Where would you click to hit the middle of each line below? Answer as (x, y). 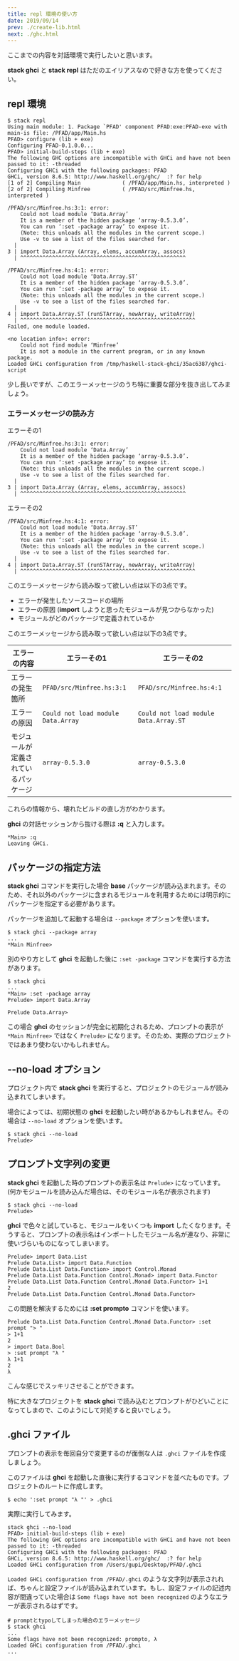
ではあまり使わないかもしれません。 (60, 1045)
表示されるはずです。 (51, 1605)
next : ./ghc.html (33, 34)
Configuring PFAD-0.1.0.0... (51, 146)
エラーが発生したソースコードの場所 (71, 600)
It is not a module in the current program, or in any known (112, 352)
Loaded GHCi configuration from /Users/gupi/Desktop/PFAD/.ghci (105, 1565)
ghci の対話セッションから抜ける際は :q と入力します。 (88, 824)
